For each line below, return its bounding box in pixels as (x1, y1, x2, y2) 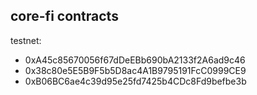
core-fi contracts (10, 8, 119, 25)
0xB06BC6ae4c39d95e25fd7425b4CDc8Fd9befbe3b (24, 75, 247, 87)
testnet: (10, 34, 42, 46)
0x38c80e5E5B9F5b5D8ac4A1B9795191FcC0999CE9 (24, 64, 247, 76)
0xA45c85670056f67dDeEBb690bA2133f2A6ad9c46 (24, 54, 246, 66)
